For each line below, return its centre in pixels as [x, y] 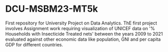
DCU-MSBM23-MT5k [52, 9]
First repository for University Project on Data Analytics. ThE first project [81, 23]
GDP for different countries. [34, 44]
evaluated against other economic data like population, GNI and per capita [83, 39]
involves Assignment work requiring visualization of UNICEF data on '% [80, 28]
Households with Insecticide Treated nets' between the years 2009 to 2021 [84, 34]
